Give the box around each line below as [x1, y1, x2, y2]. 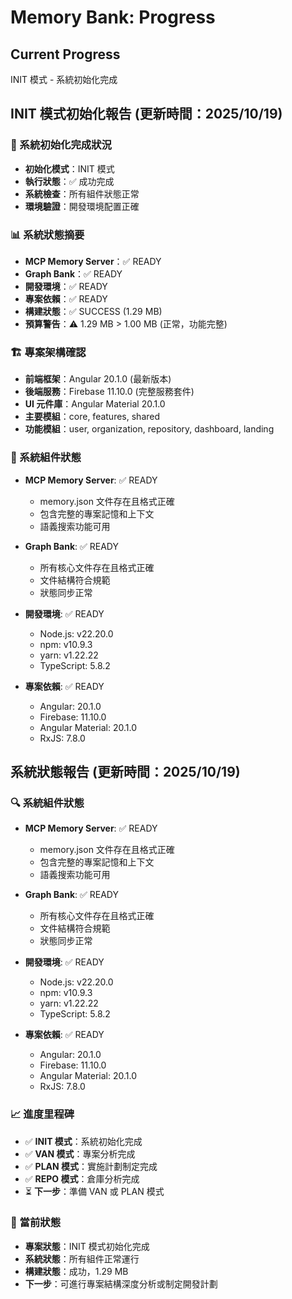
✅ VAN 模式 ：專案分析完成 [24, 1147, 136, 1160]
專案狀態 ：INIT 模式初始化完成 [24, 1240, 150, 1252]
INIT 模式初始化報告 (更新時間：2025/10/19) [10, 106, 283, 123]
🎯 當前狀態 [10, 1216, 62, 1230]
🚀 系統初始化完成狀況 [10, 138, 112, 152]
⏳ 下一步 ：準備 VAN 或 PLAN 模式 [24, 1185, 165, 1197]
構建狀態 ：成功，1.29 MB [24, 1265, 129, 1277]
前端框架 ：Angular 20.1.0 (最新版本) [24, 373, 172, 385]
